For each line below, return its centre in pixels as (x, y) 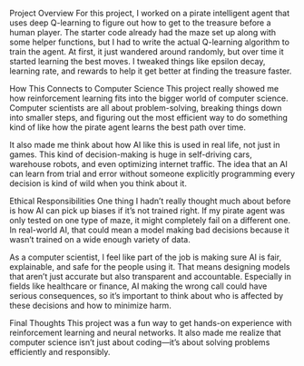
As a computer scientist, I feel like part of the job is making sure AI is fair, (146, 257)
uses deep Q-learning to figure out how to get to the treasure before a (140, 23)
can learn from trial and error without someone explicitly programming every (152, 173)
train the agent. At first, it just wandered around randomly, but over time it (147, 52)
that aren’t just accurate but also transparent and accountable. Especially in (151, 277)
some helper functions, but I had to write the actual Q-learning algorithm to (150, 42)
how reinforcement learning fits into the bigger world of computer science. (149, 98)
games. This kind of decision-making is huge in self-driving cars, (131, 154)
